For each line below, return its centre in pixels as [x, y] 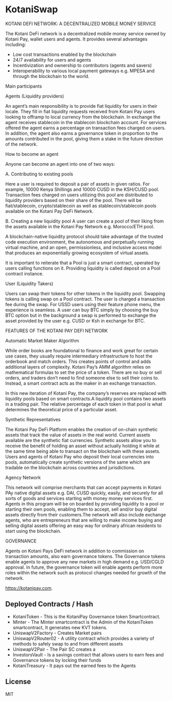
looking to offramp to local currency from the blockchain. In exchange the [83, 117]
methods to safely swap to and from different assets [68, 644]
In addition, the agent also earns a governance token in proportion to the [82, 133]
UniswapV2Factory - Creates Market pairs [57, 633]
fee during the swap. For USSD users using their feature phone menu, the [83, 304]
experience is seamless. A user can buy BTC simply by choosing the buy [82, 310]
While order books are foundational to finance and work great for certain [82, 350]
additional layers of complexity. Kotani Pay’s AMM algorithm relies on [78, 367]
